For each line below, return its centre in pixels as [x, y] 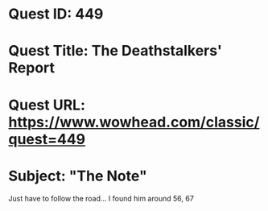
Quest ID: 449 [56, 14]
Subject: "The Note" [78, 176]
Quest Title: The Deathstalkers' [115, 51]
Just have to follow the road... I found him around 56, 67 [101, 198]
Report [31, 68]
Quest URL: [47, 105]
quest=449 [47, 139]
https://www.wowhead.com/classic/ [134, 122]
